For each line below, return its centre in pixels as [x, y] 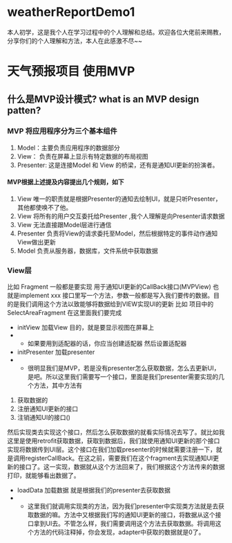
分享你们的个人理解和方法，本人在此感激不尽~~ [75, 41]
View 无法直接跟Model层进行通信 [64, 225]
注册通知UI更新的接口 [47, 409]
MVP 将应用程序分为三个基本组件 [62, 131]
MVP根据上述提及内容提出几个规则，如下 [66, 182]
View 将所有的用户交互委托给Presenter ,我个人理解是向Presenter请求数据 [121, 216]
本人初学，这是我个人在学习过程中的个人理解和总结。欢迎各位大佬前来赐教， [116, 32]
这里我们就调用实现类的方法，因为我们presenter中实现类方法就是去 [123, 506]
